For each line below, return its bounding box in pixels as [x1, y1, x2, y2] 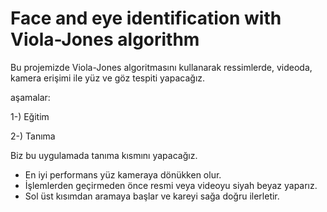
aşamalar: [10, 91, 51, 103]
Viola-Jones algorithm [10, 28, 200, 51]
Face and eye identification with [10, 7, 282, 30]
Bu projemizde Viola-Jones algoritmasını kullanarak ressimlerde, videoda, [10, 61, 313, 73]
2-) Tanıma [10, 130, 56, 142]
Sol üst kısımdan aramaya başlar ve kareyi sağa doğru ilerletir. [24, 190, 280, 202]
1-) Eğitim [10, 110, 50, 122]
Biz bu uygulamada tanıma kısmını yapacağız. [10, 149, 198, 161]
